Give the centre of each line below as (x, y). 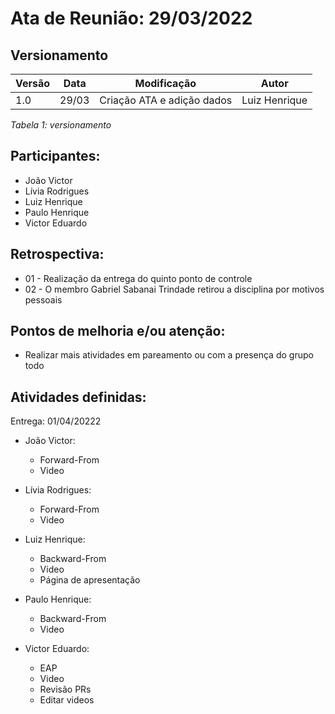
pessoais (43, 299)
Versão (33, 83)
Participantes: (55, 156)
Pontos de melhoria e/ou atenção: (118, 331)
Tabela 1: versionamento (61, 125)
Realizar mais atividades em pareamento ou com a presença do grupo (169, 355)
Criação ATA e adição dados (166, 100)
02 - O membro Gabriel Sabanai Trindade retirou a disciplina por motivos (174, 289)
